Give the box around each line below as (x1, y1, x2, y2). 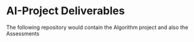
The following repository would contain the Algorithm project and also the (6, 24, 189, 31)
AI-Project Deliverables (6, 4, 125, 18)
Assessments (6, 30, 40, 37)
